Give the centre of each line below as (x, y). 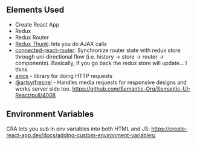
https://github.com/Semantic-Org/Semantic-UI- (131, 89)
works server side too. (43, 89)
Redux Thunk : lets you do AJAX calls (61, 43)
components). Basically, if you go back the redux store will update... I (101, 63)
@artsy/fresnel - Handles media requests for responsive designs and (101, 82)
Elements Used (35, 10)
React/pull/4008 (35, 95)
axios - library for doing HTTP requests (64, 76)
